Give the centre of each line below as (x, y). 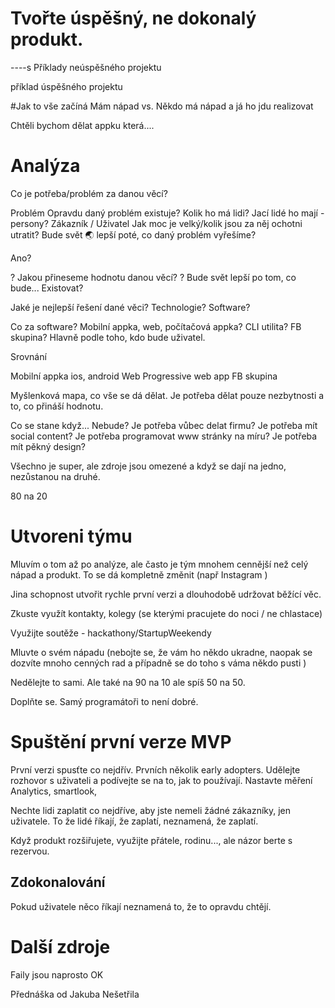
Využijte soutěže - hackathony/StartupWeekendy (111, 633)
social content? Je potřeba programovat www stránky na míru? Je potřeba (164, 436)
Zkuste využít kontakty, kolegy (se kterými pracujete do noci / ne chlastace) (166, 613)
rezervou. (30, 851)
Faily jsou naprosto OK (57, 974)
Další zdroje (60, 946)
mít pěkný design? (48, 446)
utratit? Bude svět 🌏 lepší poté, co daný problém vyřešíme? (133, 234)
